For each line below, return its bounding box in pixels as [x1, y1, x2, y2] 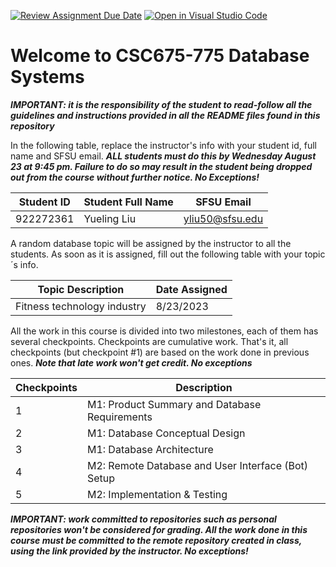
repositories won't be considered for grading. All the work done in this [10, 523, 308, 535]
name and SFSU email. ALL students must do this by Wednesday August [10, 150, 317, 162]
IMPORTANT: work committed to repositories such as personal [10, 513, 277, 525]
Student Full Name [83, 195, 174, 209]
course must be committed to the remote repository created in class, [10, 534, 302, 546]
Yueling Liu [83, 211, 137, 225]
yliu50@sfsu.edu [183, 211, 264, 225]
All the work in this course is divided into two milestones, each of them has [10, 325, 319, 337]
